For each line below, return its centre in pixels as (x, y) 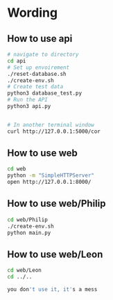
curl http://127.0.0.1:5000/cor (54, 131)
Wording (32, 13)
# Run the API (28, 100)
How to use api (40, 39)
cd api (17, 61)
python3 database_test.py (44, 93)
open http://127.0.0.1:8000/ (49, 182)
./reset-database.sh (37, 74)
